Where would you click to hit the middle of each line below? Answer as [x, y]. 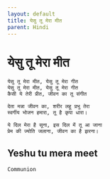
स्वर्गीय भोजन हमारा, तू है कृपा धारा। [47, 113]
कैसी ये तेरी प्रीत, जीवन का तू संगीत [47, 94]
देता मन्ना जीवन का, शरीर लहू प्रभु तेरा [49, 107]
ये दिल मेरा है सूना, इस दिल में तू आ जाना [55, 125]
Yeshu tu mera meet [53, 153]
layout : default [31, 14]
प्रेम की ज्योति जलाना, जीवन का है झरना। [53, 131]
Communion [22, 170]
